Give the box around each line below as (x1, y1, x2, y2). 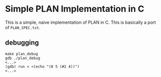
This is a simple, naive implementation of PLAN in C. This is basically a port (5, 19, 156, 25)
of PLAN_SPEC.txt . (5, 24, 40, 30)
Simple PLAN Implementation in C (5, 3, 144, 15)
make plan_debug (5, 51, 38, 56)
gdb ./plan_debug (5, 56, 40, 61)
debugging (5, 39, 39, 47)
